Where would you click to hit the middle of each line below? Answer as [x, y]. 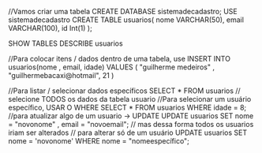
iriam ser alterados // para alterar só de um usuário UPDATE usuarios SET [127, 132]
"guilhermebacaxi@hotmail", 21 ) [61, 75]
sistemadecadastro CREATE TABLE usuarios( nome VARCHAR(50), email [126, 20]
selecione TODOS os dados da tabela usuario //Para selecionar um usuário [130, 99]
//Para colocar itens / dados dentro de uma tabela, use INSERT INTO [120, 59]
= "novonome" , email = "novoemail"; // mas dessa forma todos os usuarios [131, 124]
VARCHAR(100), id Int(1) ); [50, 28]
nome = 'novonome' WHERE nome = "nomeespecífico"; [99, 141]
